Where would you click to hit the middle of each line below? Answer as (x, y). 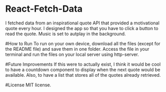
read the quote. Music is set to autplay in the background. (65, 34)
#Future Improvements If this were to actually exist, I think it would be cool (83, 64)
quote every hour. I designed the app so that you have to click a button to (82, 28)
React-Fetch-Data (44, 9)
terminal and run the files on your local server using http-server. (72, 54)
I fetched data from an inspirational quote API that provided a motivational (82, 23)
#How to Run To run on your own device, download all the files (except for (83, 43)
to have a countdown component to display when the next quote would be (83, 70)
